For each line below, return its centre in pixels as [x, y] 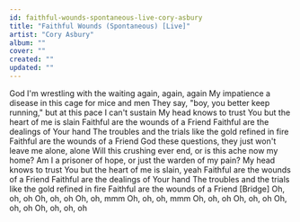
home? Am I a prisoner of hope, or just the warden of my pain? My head [142, 160]
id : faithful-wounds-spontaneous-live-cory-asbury [106, 18]
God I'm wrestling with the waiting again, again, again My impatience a [140, 93]
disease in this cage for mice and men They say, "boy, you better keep [140, 102]
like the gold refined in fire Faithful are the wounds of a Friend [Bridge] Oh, [147, 189]
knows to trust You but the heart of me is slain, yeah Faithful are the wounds [150, 169]
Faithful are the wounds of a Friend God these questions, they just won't [143, 141]
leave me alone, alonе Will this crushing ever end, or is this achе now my [144, 150]
